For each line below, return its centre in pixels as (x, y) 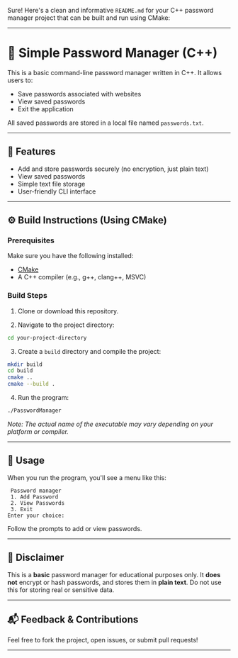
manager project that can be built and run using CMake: (89, 18)
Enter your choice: (36, 515)
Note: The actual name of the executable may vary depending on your (110, 424)
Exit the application (46, 108)
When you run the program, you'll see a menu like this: (87, 477)
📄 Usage (26, 461)
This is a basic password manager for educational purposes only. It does (114, 574)
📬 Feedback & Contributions (73, 619)
